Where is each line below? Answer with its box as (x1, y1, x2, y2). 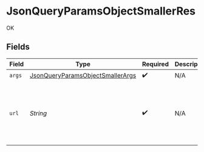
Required (141, 59, 169, 68)
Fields (6, 42, 30, 52)
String (29, 109, 47, 117)
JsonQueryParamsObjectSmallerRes (6, 4, 196, 18)
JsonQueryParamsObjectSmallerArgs (29, 71, 137, 80)
